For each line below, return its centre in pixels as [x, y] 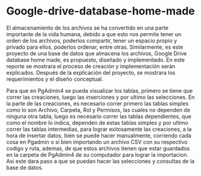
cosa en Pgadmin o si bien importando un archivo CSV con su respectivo [97, 142]
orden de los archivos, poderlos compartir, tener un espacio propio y [92, 40]
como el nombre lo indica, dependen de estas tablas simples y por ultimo [97, 122]
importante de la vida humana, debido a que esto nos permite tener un [94, 34]
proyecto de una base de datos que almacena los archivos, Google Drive [97, 53]
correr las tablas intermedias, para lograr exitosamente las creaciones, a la [99, 129]
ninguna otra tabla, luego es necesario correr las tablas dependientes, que [99, 116]
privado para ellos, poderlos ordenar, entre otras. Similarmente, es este [95, 47]
